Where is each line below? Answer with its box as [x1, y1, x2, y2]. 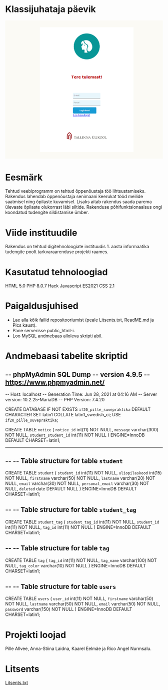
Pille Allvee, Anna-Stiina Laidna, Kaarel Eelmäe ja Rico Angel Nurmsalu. [5, 645, 151, 651]
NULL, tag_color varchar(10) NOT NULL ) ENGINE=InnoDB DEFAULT [5, 562, 146, 568]
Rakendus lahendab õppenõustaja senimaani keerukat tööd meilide [5, 194, 143, 200]
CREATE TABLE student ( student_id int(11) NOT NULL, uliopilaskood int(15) [5, 470, 162, 476]
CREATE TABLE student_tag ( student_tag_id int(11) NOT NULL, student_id [5, 519, 159, 525]
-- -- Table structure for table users [5, 582, 116, 591]
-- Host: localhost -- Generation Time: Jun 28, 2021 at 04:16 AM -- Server [5, 391, 157, 397]
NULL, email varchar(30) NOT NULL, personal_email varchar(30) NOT [5, 480, 149, 486]
